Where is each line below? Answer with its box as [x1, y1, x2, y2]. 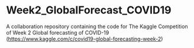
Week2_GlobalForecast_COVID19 [6, 4, 172, 17]
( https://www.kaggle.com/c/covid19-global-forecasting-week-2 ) [6, 35, 163, 42]
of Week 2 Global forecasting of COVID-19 [6, 29, 109, 36]
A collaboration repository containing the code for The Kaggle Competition [6, 23, 188, 30]
